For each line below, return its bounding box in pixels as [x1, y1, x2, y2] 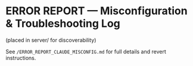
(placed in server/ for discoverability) [5, 36, 96, 43]
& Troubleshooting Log [5, 17, 120, 30]
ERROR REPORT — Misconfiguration [5, 4, 188, 18]
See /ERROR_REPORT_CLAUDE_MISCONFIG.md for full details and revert [5, 48, 166, 55]
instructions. [5, 54, 36, 61]
